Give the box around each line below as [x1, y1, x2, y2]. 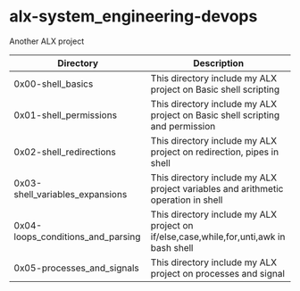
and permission [150, 120, 216, 132]
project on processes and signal [150, 267, 286, 279]
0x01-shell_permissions [13, 109, 118, 121]
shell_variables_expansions [13, 187, 128, 200]
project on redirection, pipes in [150, 145, 279, 158]
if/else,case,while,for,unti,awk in [150, 230, 286, 243]
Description [193, 56, 244, 69]
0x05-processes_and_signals [13, 262, 140, 274]
